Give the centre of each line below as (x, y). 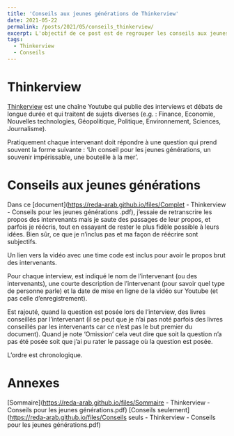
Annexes (33, 383)
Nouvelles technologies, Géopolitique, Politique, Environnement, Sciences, (114, 121)
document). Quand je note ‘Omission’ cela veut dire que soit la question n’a (115, 334)
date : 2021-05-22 (32, 20)
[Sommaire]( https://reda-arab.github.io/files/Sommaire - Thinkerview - (109, 403)
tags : (15, 40)
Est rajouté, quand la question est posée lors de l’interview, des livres (107, 312)
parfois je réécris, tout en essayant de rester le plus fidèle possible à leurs (113, 227)
